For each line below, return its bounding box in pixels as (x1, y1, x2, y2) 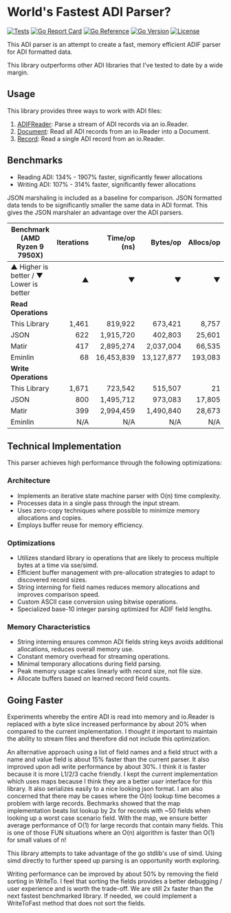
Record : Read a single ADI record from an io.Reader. (16, 134, 165, 143)
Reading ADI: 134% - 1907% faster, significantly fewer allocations (16, 173, 203, 181)
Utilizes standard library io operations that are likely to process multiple (16, 553, 219, 562)
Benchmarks (7, 154, 63, 166)
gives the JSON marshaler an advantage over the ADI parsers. (7, 208, 184, 216)
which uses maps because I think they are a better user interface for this (7, 777, 212, 786)
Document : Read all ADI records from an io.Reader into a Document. (16, 127, 210, 135)
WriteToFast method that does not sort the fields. (7, 899, 146, 907)
